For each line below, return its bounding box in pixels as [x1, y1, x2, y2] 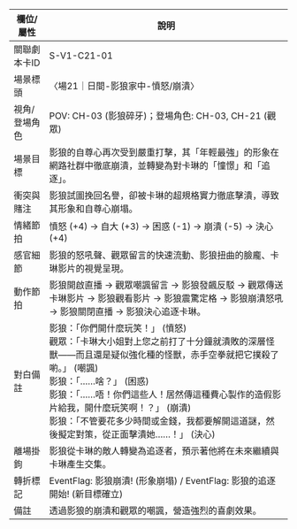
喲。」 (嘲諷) [49, 362, 99, 374]
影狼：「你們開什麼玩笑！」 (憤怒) [49, 322, 187, 334]
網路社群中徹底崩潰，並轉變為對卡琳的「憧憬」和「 [49, 159, 263, 172]
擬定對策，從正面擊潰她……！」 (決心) [57, 428, 216, 441]
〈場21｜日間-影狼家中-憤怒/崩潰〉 [49, 80, 200, 92]
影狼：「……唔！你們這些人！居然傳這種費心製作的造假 [49, 388, 272, 401]
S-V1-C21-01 [49, 50, 113, 61]
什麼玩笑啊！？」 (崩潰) [93, 402, 192, 414]
